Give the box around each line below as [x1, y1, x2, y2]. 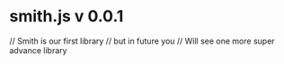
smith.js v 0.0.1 [9, 6, 124, 27]
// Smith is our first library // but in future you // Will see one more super [9, 36, 276, 46]
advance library [9, 44, 67, 55]
